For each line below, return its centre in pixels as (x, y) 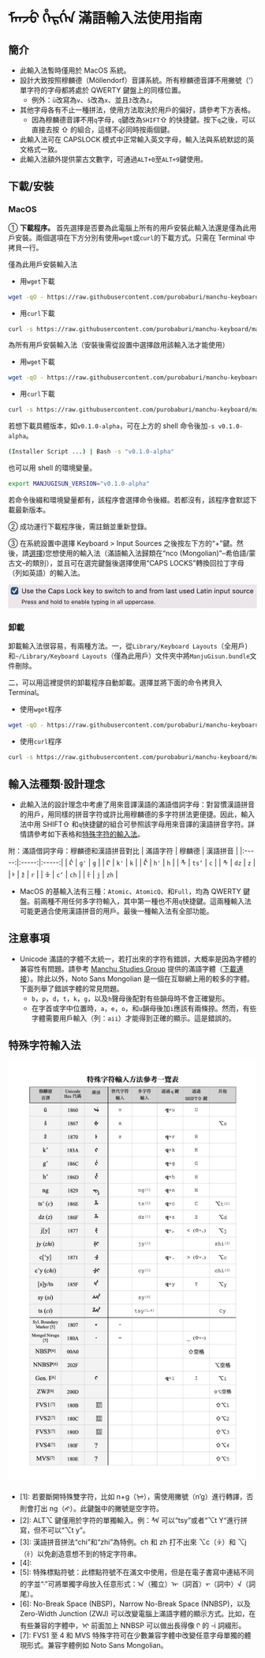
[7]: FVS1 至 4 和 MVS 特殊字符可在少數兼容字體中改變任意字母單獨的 (132, 1635)
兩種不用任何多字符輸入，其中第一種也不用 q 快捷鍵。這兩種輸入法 (146, 901)
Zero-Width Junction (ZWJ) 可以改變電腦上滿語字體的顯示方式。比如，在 (138, 1614)
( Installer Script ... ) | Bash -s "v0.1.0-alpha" (91, 452)
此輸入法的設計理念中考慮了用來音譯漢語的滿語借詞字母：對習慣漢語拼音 (137, 804)
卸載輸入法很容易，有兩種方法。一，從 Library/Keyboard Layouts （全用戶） (130, 646)
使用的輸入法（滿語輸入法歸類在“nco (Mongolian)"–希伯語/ (154, 553)
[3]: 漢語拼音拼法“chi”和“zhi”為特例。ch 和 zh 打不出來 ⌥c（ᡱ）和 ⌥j (133, 1542)
